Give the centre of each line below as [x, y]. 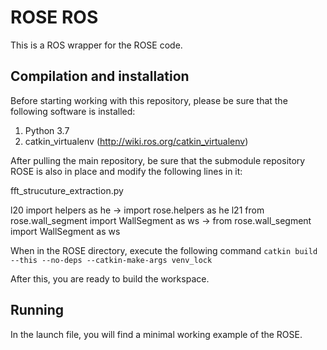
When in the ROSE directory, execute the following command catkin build [164, 250]
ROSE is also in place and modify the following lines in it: [126, 171]
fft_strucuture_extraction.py [67, 190]
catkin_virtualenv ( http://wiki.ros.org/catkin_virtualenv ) [136, 141]
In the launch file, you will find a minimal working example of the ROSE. [156, 334]
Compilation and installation [100, 76]
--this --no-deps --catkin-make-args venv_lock [111, 260]
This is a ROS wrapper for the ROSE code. [96, 45]
